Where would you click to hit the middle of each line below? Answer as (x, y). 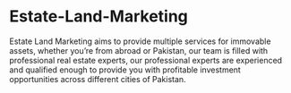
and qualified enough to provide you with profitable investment (125, 70)
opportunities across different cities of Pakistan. (98, 79)
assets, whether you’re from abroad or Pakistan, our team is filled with (139, 50)
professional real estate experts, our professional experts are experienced (146, 60)
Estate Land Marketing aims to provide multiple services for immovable (140, 41)
